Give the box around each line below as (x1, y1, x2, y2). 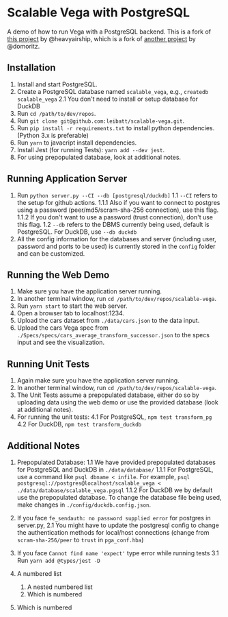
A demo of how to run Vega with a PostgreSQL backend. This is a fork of (7, 27, 212, 36)
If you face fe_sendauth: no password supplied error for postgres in (16, 514, 211, 522)
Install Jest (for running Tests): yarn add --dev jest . (16, 145, 165, 154)
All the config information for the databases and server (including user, (16, 234, 216, 243)
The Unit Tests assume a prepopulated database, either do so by (16, 391, 199, 399)
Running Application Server (7, 173, 128, 184)
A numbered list (16, 570, 62, 577)
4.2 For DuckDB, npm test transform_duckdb (16, 420, 142, 428)
